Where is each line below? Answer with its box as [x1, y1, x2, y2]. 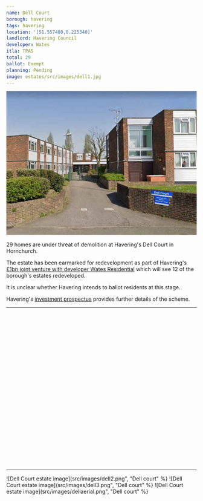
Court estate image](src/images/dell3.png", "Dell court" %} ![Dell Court [6, 482, 184, 488]
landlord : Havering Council [6, 35, 77, 42]
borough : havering [6, 16, 53, 22]
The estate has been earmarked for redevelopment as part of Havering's [6, 259, 187, 266]
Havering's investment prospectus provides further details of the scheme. [6, 295, 190, 303]
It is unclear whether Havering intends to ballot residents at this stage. [6, 284, 181, 290]
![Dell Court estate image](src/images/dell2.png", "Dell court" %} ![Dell [6, 475, 182, 482]
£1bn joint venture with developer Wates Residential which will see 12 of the [6, 266, 195, 272]
